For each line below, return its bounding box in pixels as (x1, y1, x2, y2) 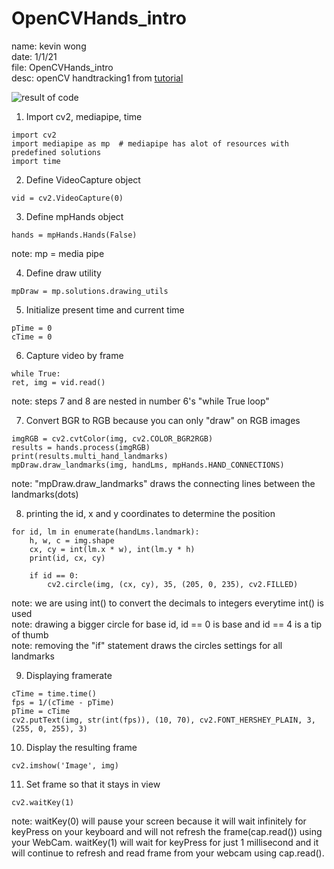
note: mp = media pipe (11, 247, 105, 259)
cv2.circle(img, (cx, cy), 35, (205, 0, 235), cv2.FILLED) (47, 579, 299, 589)
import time (11, 156, 61, 166)
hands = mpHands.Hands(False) (11, 230, 138, 240)
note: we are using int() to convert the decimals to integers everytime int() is (11, 597, 324, 609)
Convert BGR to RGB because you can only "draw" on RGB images (25, 414, 301, 426)
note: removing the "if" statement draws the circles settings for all (11, 639, 283, 651)
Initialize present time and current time (25, 303, 185, 316)
